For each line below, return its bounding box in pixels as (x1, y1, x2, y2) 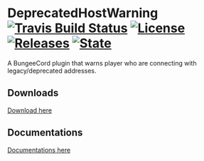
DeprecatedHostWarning (7, 5, 159, 21)
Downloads (7, 87, 59, 99)
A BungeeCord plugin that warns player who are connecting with (7, 58, 197, 67)
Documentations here (7, 145, 71, 154)
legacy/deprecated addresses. (7, 66, 97, 75)
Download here (7, 105, 52, 115)
